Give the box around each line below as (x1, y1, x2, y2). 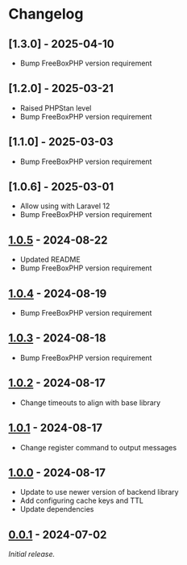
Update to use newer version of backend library (19, 488, 179, 497)
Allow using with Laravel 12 (19, 201, 110, 211)
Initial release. (8, 550, 55, 559)
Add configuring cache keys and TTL (19, 496, 143, 505)
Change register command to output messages (19, 442, 177, 452)
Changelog (8, 5, 84, 23)
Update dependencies (19, 504, 94, 514)
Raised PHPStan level (19, 103, 92, 113)
